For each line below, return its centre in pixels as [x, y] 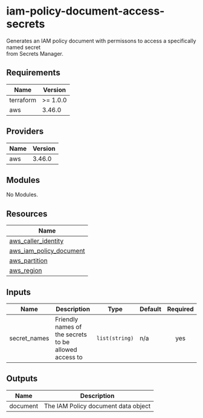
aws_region [26, 271]
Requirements [33, 73]
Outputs [22, 379]
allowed [66, 350]
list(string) [115, 338]
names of [69, 327]
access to [69, 357]
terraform [23, 100]
